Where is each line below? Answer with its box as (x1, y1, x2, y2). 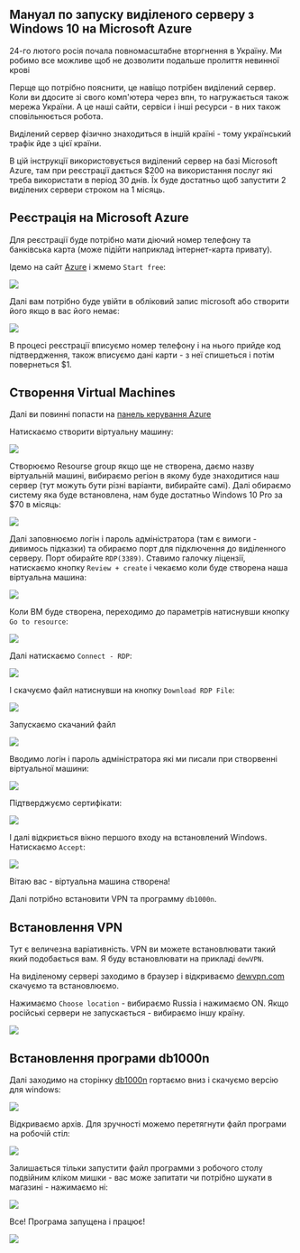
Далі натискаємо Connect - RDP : (9, 650, 132, 662)
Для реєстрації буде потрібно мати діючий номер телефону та (9, 234, 251, 245)
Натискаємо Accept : (9, 841, 86, 852)
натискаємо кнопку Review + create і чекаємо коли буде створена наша (9, 562, 288, 573)
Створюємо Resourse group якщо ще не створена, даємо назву (9, 460, 255, 472)
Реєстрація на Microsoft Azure (9, 210, 189, 226)
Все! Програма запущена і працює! (9, 1216, 146, 1227)
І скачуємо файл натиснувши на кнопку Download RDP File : (9, 685, 235, 696)
